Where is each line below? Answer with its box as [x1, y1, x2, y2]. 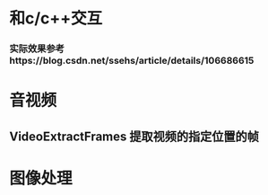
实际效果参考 [9, 42, 65, 55]
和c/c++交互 [9, 8, 103, 29]
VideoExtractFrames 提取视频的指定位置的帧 [9, 129, 260, 144]
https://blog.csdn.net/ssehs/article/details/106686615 [9, 55, 255, 67]
